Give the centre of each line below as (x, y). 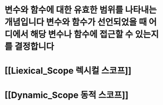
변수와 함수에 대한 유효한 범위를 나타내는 (81, 10)
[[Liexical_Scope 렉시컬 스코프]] (68, 71)
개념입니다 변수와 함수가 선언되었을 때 (76, 22)
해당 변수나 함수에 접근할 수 (81, 34)
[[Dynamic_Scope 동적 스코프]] (67, 95)
